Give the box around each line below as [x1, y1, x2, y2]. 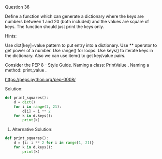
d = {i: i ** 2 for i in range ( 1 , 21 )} [14, 140, 94, 145]
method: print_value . [5, 67, 47, 73]
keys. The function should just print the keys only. [5, 24, 104, 29]
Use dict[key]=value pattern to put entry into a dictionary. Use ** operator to [5, 43, 157, 48]
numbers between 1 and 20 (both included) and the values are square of [5, 19, 149, 24]
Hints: [5, 33, 17, 39]
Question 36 [5, 4, 30, 10]
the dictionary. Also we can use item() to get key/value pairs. [5, 53, 126, 58]
